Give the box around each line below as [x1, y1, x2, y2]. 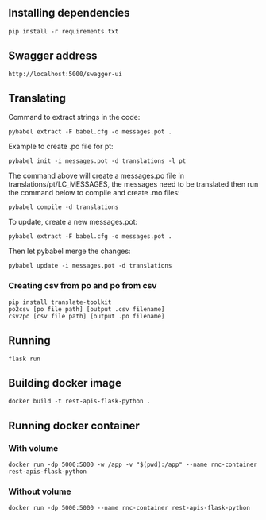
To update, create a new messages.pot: [8, 218, 138, 227]
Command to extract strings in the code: [8, 113, 141, 122]
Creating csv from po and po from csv [8, 280, 157, 291]
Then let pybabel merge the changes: [8, 246, 131, 256]
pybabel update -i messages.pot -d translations [8, 262, 172, 270]
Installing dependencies [8, 6, 130, 20]
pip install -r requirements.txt [8, 27, 119, 35]
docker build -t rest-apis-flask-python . [8, 397, 151, 406]
